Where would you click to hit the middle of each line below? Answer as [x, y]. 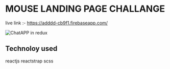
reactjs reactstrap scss [29, 61]
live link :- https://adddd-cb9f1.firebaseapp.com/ [57, 23]
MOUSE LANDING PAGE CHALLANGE [85, 9]
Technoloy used [31, 49]
